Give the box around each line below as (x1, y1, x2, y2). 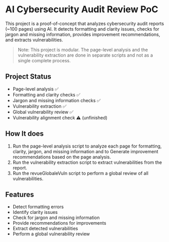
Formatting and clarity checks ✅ (12, 91, 80, 98)
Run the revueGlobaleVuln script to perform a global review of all (12, 170, 149, 176)
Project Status (5, 72, 52, 81)
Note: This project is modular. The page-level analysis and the (17, 46, 148, 53)
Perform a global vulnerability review (12, 231, 90, 237)
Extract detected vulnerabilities (12, 226, 78, 232)
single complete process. (17, 57, 71, 63)
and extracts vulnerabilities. (5, 37, 64, 43)
